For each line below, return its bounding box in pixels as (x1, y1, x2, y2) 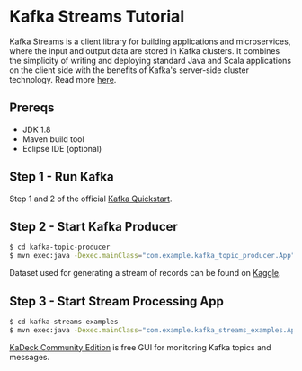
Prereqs (9, 101, 55, 116)
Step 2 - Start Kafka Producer (9, 218, 178, 234)
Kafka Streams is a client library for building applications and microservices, (9, 36, 291, 47)
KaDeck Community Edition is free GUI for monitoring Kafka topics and (9, 341, 271, 352)
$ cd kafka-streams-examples (9, 317, 119, 326)
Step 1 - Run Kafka (9, 169, 114, 185)
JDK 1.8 (22, 124, 51, 135)
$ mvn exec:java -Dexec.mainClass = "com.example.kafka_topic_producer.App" (9, 252, 296, 261)
